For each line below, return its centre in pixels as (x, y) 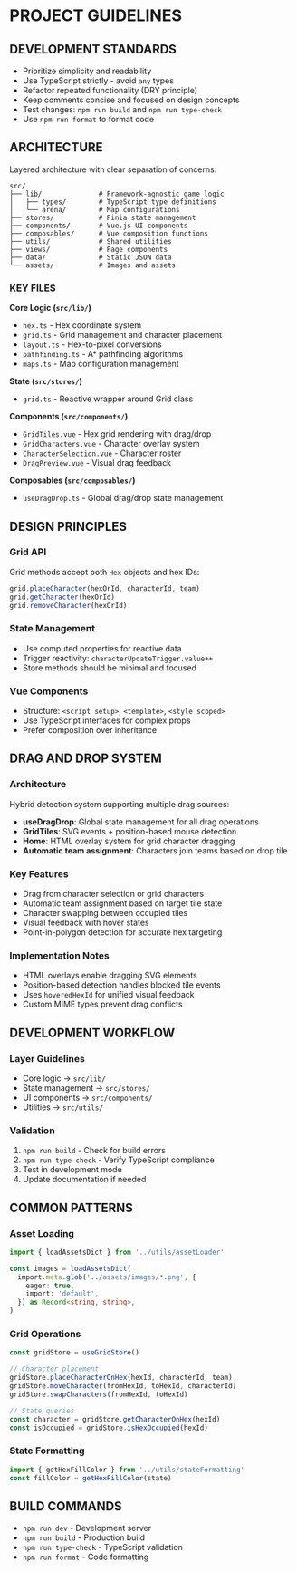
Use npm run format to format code (88, 119)
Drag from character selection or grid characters (113, 894)
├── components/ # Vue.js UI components (99, 226)
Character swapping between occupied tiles (105, 913)
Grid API (28, 552)
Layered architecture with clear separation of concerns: (113, 169)
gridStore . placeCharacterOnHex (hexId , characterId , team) (121, 1378)
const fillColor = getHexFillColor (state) (91, 1478)
